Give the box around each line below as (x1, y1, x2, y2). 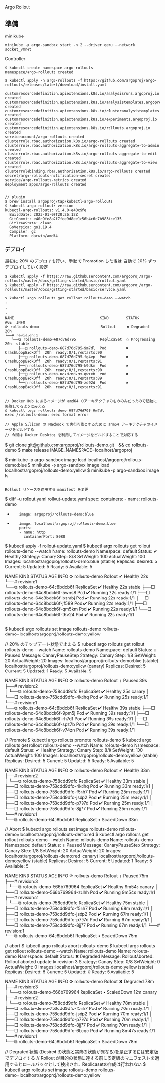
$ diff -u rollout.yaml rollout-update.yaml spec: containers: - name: (5, 496, 140, 502)
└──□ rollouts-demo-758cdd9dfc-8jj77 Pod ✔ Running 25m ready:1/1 (5, 806, 147, 812)
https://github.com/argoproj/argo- (84, 78, 157, 83)
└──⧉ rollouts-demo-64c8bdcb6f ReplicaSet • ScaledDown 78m (5, 1039, 137, 1045)
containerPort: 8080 (23, 534, 65, 539)
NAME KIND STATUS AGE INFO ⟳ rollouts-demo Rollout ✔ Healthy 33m (5, 767, 150, 774)
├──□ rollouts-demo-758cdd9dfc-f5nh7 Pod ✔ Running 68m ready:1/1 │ (5, 905, 153, 912)
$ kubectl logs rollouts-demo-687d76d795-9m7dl (5, 408, 105, 413)
